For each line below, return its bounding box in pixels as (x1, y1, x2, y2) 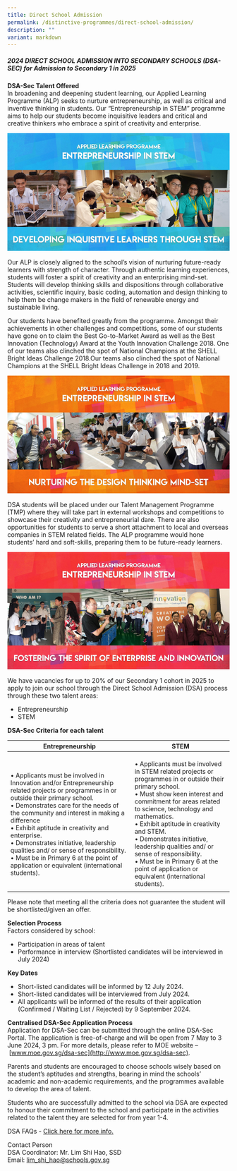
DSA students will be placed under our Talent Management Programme (7, 500, 214, 509)
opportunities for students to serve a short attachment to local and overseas (7, 523, 229, 531)
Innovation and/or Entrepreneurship (10, 778, 114, 787)
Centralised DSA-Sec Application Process (7, 1018, 133, 1026)
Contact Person (7, 1140, 53, 1149)
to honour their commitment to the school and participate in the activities (7, 1105, 219, 1114)
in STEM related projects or (134, 767, 214, 776)
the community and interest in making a (10, 808, 125, 817)
